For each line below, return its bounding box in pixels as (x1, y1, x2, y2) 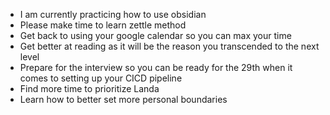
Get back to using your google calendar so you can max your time (19, 30, 292, 41)
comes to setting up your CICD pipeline (19, 72, 183, 84)
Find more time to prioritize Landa (19, 83, 160, 94)
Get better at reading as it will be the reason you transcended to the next (19, 40, 320, 52)
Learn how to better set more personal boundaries (19, 94, 228, 105)
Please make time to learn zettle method (19, 19, 187, 31)
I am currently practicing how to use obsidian (19, 9, 207, 20)
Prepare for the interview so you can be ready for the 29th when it (19, 62, 293, 73)
